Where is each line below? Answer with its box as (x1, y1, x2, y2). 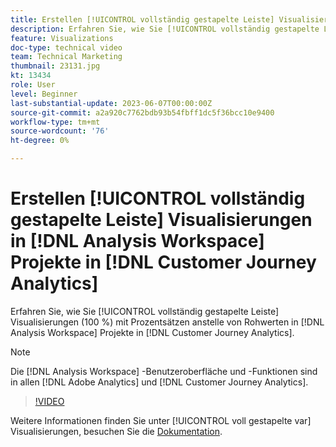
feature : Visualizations (10, 33, 114, 43)
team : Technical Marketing (10, 52, 123, 62)
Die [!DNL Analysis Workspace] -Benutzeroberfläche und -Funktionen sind (10, 365, 318, 377)
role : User (10, 80, 56, 90)
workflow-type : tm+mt (10, 117, 101, 127)
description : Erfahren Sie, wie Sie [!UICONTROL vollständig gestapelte (10, 24, 320, 34)
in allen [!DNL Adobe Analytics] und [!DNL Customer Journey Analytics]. (10, 376, 309, 388)
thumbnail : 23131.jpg (10, 61, 101, 71)
